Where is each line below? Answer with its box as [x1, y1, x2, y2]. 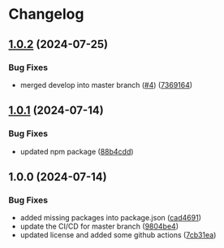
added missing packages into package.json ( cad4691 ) [19, 213, 201, 223]
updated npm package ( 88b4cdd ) [19, 146, 134, 156]
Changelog [8, 5, 84, 24]
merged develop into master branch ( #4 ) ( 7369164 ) [19, 80, 193, 89]
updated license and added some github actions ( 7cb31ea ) [19, 230, 217, 240]
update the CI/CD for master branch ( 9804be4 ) [19, 221, 179, 232]
